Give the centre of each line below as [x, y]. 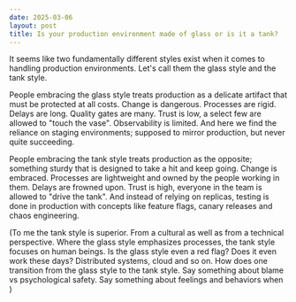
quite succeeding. [42, 142]
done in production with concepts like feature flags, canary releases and [141, 206]
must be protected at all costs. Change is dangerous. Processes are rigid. [143, 105]
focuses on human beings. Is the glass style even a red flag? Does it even [143, 252]
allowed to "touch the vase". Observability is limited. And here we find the [143, 123]
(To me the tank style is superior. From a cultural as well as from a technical [147, 233]
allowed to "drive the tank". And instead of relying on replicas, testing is [139, 197]
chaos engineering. [44, 216]
